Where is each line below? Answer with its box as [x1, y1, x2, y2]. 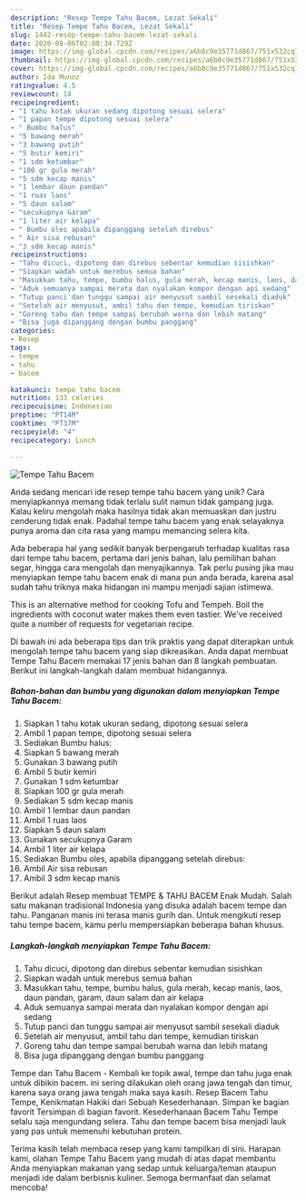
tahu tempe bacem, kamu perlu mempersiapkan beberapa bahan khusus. [10, 920, 285, 931]
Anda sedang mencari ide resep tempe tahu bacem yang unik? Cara [10, 486, 265, 497]
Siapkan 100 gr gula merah [23, 786, 124, 797]
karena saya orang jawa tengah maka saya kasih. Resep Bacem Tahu [10, 1087, 269, 1098]
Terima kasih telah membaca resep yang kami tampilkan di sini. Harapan [10, 1144, 281, 1155]
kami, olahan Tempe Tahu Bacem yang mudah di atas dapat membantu [10, 1153, 276, 1165]
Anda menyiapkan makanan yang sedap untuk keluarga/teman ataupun [10, 1163, 277, 1174]
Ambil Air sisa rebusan [23, 863, 108, 874]
